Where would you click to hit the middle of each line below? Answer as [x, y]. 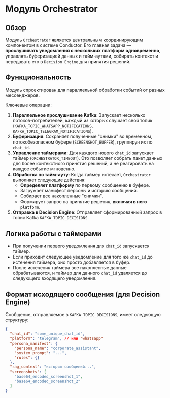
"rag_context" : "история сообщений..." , [53, 367]
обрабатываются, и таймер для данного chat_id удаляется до [80, 273]
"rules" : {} [27, 358]
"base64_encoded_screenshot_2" [47, 381]
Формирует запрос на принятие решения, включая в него [83, 201]
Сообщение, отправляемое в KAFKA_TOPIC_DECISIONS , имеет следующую [83, 315]
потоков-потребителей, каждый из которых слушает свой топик [82, 120]
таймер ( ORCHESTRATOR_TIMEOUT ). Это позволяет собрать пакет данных [88, 158]
